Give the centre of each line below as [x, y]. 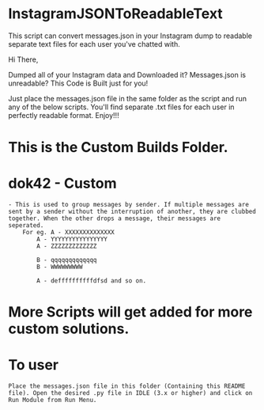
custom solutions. [69, 329]
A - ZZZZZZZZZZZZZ [67, 246]
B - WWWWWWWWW [60, 267]
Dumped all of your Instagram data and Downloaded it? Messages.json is [127, 74]
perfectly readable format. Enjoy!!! [64, 115]
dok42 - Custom [62, 184]
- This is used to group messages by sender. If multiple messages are [128, 205]
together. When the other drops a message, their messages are [115, 218]
